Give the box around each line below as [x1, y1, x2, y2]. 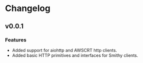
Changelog [5, 3, 51, 14]
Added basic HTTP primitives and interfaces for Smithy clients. [12, 52, 139, 58]
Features [5, 37, 27, 43]
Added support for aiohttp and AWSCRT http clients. [12, 47, 117, 53]
